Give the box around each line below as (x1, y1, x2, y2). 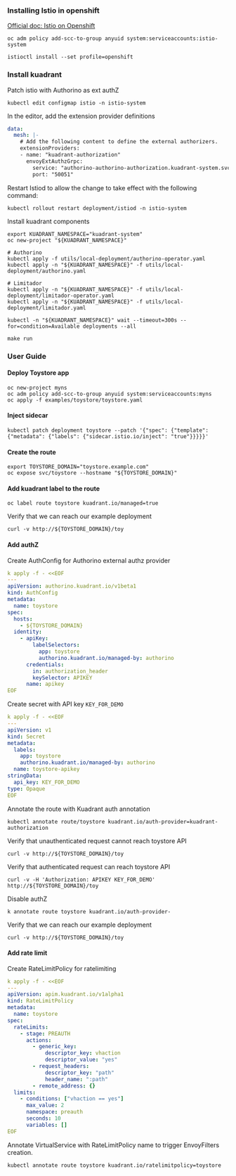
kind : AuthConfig (7, 589, 58, 597)
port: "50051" (32, 171, 74, 178)
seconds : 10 (25, 1115, 61, 1122)
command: (7, 191, 39, 199)
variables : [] (25, 1121, 68, 1128)
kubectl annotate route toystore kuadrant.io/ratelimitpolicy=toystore (7, 1161, 221, 1169)
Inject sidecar (7, 411, 48, 420)
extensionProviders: (20, 145, 80, 152)
